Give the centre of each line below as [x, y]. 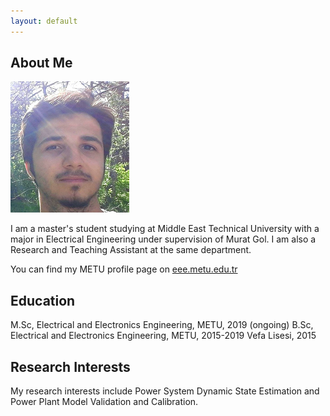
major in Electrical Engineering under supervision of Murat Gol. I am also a [163, 239]
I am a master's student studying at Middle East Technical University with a [165, 229]
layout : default [44, 21]
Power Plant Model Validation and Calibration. [104, 402]
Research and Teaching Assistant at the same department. [131, 250]
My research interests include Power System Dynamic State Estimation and [165, 391]
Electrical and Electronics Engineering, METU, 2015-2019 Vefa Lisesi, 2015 [163, 336]
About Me [41, 63]
